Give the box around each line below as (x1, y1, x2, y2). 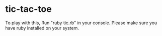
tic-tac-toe (5, 3, 52, 15)
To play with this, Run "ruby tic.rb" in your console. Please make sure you (5, 20, 157, 26)
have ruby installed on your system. (5, 25, 79, 31)
